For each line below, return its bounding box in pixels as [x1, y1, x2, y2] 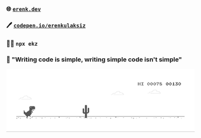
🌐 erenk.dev [6, 5, 41, 13]
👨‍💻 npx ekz [6, 39, 38, 48]
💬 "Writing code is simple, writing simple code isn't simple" [6, 55, 182, 64]
